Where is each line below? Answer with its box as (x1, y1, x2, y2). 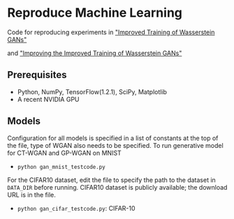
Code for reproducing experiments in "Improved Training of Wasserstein (7, 28, 215, 36)
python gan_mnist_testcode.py (17, 163, 106, 170)
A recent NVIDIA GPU (17, 95, 80, 103)
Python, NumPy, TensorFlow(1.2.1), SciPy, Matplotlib (17, 87, 168, 96)
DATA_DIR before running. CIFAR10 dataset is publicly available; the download (7, 183, 228, 191)
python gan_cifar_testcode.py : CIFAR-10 (17, 204, 136, 212)
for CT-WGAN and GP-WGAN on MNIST (7, 149, 122, 157)
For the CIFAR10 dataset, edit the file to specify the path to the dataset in (7, 176, 217, 184)
